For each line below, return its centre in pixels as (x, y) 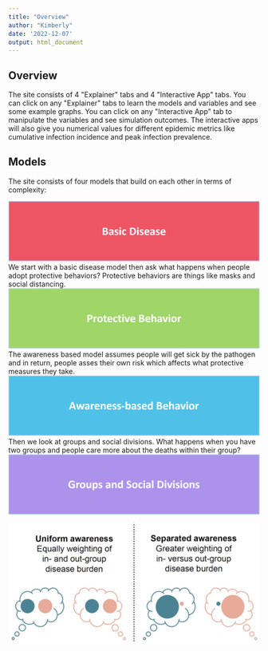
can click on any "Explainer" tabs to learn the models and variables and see (132, 103)
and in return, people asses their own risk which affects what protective (126, 363)
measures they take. (42, 372)
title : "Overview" (39, 17)
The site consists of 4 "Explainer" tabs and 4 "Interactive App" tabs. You (127, 95)
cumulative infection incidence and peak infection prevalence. (110, 137)
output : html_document (46, 42)
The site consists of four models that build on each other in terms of (120, 181)
